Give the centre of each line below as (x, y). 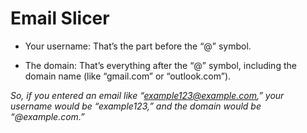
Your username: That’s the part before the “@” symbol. (138, 46)
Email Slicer (60, 18)
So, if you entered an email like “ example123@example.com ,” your (147, 95)
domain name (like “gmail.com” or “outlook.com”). (128, 76)
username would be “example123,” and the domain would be (136, 106)
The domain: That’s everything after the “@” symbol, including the (160, 65)
